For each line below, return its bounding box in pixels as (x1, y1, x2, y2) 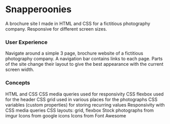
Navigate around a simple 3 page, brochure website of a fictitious (5, 50, 143, 57)
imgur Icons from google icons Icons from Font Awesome (5, 112, 126, 118)
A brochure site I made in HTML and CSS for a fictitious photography (5, 20, 151, 27)
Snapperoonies (5, 4, 72, 15)
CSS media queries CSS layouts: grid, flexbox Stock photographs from (5, 107, 154, 113)
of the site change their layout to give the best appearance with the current (5, 61, 164, 67)
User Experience (5, 38, 48, 45)
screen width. (5, 66, 34, 72)
